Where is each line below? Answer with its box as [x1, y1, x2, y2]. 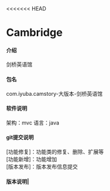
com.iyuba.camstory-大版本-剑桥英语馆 [6, 90, 103, 97]
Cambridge [6, 26, 63, 39]
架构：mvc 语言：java [6, 119, 59, 126]
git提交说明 [6, 134, 34, 141]
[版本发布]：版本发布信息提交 [6, 163, 78, 170]
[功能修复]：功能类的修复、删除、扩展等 [6, 148, 104, 155]
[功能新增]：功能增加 [6, 156, 58, 162]
